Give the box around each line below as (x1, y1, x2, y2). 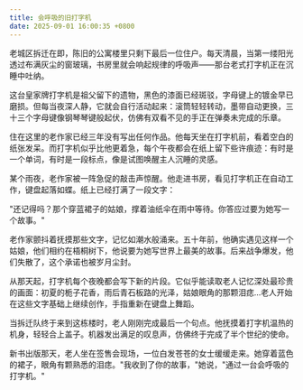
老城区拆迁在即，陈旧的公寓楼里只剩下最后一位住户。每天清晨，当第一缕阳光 (9, 47, 294, 59)
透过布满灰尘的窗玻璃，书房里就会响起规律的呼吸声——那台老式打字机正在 (9, 59, 286, 70)
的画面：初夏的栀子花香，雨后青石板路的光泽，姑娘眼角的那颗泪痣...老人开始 (9, 286, 293, 298)
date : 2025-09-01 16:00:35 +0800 (9, 22, 135, 31)
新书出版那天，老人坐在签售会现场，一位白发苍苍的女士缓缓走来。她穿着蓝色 (9, 348, 294, 358)
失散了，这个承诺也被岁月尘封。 (16, 256, 136, 267)
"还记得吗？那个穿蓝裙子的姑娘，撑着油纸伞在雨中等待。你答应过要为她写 (9, 203, 282, 214)
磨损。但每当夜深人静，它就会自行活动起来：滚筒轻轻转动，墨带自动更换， (9, 100, 286, 111)
